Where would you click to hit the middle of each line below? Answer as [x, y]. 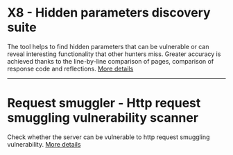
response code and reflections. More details [70, 69]
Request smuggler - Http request [104, 103]
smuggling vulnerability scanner [103, 118]
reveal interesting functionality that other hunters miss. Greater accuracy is [114, 54]
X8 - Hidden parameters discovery [109, 13]
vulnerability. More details [44, 144]
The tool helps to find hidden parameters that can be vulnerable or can [108, 46]
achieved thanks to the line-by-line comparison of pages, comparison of [111, 61]
